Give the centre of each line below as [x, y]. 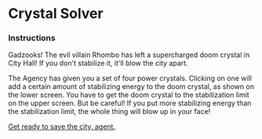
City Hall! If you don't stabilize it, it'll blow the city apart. [98, 63]
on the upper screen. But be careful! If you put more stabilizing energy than [130, 103]
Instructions [32, 38]
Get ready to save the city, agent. [62, 127]
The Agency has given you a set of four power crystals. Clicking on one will [130, 78]
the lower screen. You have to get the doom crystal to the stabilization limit [129, 95]
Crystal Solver [56, 14]
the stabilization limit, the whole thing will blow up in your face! [109, 112]
